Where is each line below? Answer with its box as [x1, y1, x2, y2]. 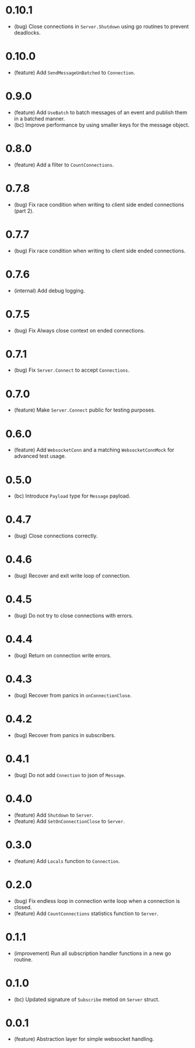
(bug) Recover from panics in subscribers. [13, 731, 116, 738]
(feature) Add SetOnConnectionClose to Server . [13, 817, 125, 824]
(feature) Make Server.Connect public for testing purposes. [13, 406, 156, 413]
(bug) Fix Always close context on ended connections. [13, 327, 145, 334]
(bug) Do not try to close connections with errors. [13, 612, 134, 619]
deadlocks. [13, 29, 41, 36]
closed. [13, 903, 32, 910]
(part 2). [13, 207, 34, 214]
